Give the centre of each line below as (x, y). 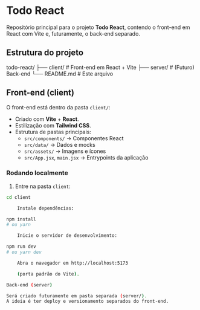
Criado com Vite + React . (47, 119)
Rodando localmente (37, 173)
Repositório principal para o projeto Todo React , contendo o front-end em (98, 27)
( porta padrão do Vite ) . (48, 274)
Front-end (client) (40, 93)
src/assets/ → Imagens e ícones (65, 151)
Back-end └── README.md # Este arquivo (60, 74)
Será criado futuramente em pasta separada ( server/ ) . (77, 296)
